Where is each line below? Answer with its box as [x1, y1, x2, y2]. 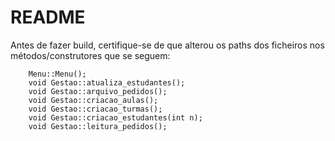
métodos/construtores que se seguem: [10, 49, 171, 61]
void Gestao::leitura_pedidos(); [28, 121, 168, 131]
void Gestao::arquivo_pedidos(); [28, 86, 168, 96]
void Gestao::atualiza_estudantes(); [28, 77, 186, 88]
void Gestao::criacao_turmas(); [28, 104, 163, 114]
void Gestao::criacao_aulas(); [28, 95, 159, 105]
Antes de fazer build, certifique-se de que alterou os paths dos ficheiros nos [10, 39, 325, 51]
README [10, 6, 86, 29]
